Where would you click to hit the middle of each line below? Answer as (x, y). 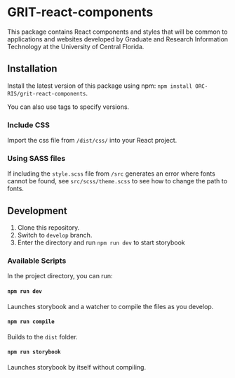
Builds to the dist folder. (43, 337)
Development (38, 210)
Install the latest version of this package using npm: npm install (100, 86)
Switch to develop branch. (55, 235)
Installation (32, 69)
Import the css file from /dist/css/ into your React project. (92, 141)
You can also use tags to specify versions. (68, 107)
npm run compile (31, 322)
